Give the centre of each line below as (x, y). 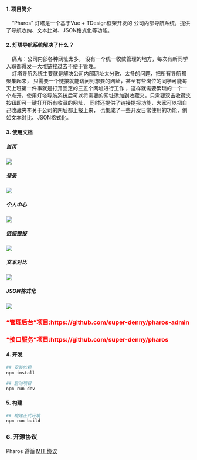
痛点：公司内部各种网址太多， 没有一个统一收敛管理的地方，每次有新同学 (100, 59)
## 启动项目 (19, 383)
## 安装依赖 (19, 367)
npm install (21, 373)
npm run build (23, 421)
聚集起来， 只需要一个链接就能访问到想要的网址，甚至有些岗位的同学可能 (94, 81)
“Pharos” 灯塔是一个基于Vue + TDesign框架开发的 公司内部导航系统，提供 (101, 23)
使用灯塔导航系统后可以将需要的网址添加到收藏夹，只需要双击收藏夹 (108, 96)
